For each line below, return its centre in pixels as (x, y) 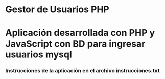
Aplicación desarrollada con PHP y (80, 33)
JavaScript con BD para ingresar (75, 44)
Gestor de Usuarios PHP (57, 9)
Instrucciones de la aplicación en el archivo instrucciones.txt (82, 71)
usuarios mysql (39, 55)
